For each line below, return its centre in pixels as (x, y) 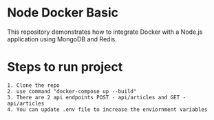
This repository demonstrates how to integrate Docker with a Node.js (105, 32)
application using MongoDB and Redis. (62, 39)
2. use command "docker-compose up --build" (72, 91)
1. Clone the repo (33, 85)
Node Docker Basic (63, 13)
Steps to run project (65, 67)
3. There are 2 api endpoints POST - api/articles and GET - (97, 97)
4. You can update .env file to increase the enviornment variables (107, 109)
